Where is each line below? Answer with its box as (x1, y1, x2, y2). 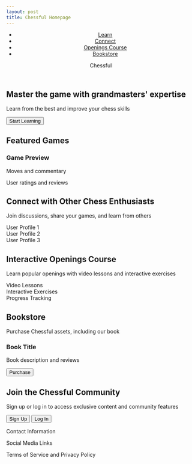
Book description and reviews (6, 356, 80, 364)
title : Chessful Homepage (6, 14, 71, 20)
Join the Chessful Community (6, 387, 121, 397)
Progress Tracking (6, 295, 52, 302)
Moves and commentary (6, 167, 67, 174)
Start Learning (9, 118, 41, 124)
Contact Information (6, 428, 56, 435)
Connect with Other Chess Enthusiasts (6, 197, 155, 206)
